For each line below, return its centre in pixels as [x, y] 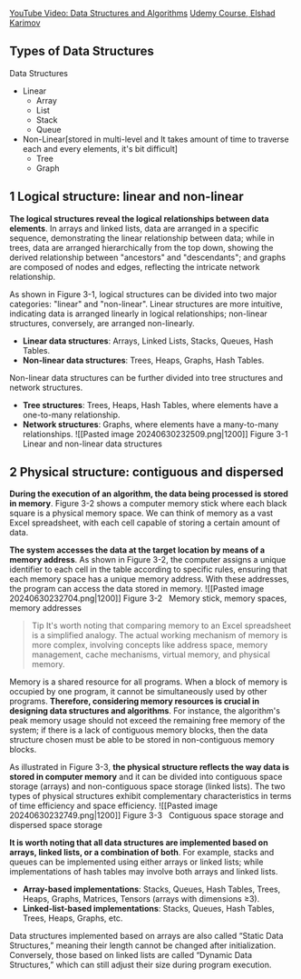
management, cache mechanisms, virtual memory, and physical [150, 654]
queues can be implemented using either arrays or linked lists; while [136, 862]
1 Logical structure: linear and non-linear [127, 197]
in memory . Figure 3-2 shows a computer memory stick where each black [148, 504]
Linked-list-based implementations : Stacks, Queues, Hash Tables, [148, 909]
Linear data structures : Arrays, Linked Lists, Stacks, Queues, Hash [148, 341]
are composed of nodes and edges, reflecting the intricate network [135, 266]
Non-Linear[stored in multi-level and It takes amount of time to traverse [155, 139]
